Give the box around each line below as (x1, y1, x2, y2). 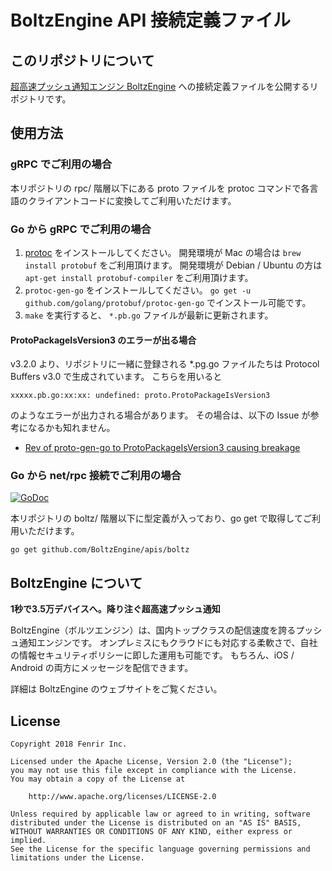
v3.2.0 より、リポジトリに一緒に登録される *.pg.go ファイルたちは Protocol (10, 358, 320, 370)
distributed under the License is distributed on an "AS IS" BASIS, (10, 818, 302, 828)
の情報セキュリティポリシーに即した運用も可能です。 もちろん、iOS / (10, 649, 295, 661)
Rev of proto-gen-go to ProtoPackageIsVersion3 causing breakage (24, 442, 301, 454)
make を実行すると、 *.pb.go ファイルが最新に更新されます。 (24, 309, 274, 321)
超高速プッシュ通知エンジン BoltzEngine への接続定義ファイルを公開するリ (10, 81, 319, 92)
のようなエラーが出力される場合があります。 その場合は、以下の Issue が (10, 409, 311, 421)
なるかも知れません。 (27, 422, 116, 434)
